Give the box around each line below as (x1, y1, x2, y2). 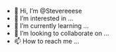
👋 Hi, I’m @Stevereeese (13, 7, 82, 15)
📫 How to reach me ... (13, 37, 79, 45)
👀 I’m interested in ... (13, 14, 74, 22)
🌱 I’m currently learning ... (13, 22, 89, 30)
